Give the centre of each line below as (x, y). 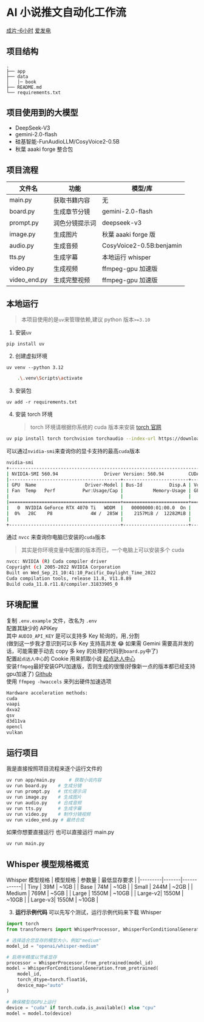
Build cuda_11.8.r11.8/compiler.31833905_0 (62, 584)
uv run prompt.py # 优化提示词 (46, 791)
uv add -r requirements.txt (42, 402)
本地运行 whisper (127, 257)
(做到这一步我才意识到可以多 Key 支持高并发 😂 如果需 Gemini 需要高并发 (97, 643)
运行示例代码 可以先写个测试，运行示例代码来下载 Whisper (88, 912)
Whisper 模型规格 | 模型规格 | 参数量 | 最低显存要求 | (71, 880)
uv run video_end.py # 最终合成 (46, 820)
